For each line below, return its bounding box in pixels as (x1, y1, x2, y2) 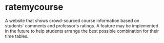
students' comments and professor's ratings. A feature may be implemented (5, 22, 159, 28)
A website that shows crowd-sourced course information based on (5, 18, 140, 23)
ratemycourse (5, 1, 63, 13)
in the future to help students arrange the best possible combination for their (5, 28, 159, 34)
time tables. (5, 33, 29, 39)
